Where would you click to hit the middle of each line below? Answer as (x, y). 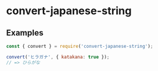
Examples (25, 33)
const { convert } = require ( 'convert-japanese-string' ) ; (80, 46)
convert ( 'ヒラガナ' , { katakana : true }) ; (58, 57)
